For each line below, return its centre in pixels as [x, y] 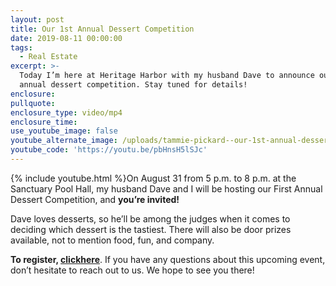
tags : [21, 47]
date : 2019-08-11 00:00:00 [66, 38]
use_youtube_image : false [64, 131]
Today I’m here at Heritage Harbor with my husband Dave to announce [167, 76]
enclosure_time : [44, 122]
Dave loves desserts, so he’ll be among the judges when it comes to [150, 218]
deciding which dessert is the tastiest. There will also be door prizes [151, 229]
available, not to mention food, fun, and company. [112, 240]
